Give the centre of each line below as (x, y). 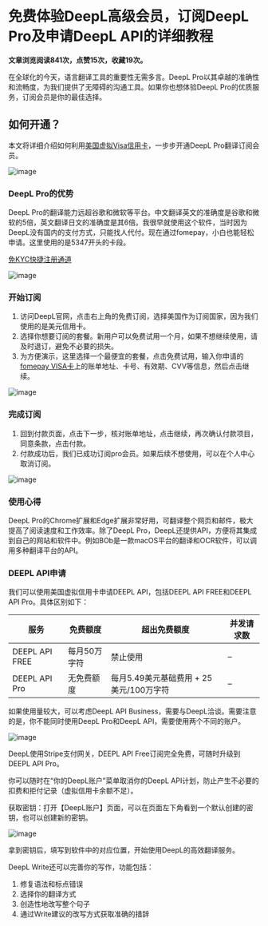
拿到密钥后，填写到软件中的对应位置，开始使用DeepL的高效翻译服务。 (124, 850)
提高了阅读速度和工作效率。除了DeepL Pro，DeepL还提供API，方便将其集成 (133, 530)
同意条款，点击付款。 (55, 443)
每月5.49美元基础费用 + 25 (162, 678)
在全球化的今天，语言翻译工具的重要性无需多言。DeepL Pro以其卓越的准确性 (134, 77)
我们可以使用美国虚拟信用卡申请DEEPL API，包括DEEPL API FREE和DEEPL (130, 592)
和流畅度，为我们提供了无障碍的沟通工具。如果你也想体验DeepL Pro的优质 (130, 87)
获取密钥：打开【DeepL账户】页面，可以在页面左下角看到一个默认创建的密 (131, 808)
